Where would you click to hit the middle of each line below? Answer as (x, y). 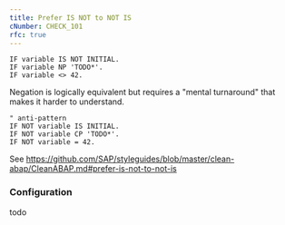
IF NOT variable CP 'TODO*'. (64, 134)
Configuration (41, 192)
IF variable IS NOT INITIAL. (64, 60)
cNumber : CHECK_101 (46, 26)
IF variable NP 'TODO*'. (56, 68)
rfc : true (28, 34)
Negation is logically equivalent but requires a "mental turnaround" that (142, 93)
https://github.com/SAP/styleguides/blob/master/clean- (130, 159)
